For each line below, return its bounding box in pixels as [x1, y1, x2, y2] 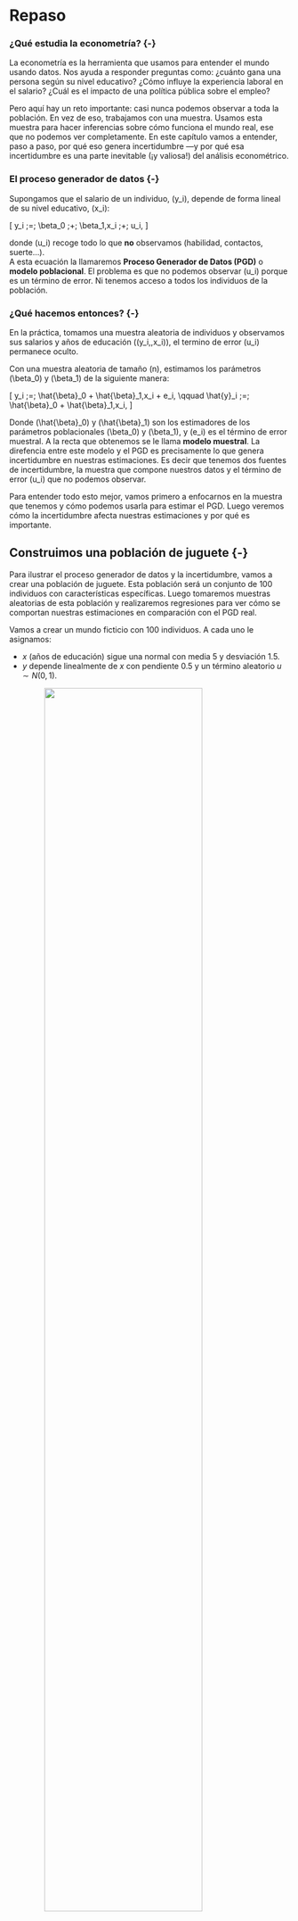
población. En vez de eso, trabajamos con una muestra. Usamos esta [9, 112, 263, 123]
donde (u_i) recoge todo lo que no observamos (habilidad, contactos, [9, 237, 264, 248]
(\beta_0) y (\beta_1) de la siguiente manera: [9, 373, 170, 384]
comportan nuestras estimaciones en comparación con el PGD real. [9, 607, 258, 617]
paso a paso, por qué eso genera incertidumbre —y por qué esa [9, 141, 245, 152]
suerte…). [9, 246, 45, 257]
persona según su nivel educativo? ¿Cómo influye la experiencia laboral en [9, 77, 284, 87]
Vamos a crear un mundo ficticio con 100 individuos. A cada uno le [9, 624, 254, 634]
